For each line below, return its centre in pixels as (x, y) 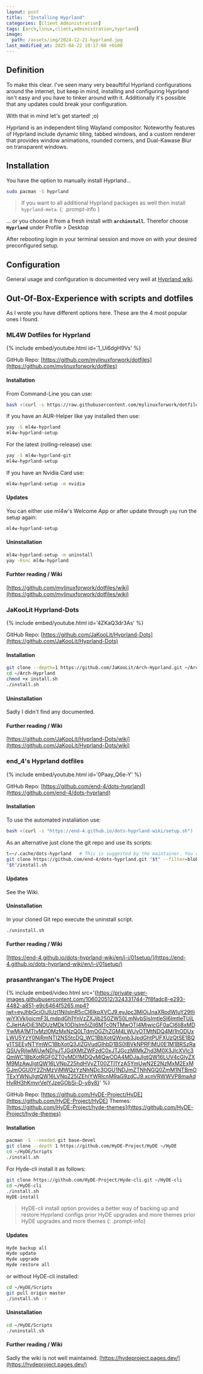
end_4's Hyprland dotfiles (45, 761)
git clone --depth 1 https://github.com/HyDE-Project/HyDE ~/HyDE (92, 1146)
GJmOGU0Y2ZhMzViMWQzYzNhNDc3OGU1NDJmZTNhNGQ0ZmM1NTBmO (101, 1070)
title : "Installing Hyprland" (46, 18)
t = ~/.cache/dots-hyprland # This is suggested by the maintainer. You (100, 854)
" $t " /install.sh (27, 865)
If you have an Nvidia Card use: (45, 473)
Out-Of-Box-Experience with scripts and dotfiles (100, 298)
